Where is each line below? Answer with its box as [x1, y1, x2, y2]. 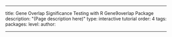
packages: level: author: [5, 21, 56, 27]
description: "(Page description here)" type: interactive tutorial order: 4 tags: [5, 16, 167, 22]
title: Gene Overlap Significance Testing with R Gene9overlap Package [5, 10, 154, 16]
